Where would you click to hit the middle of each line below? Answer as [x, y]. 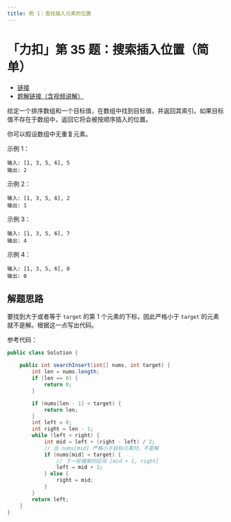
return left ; [51, 499]
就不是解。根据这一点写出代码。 [52, 325]
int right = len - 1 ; [63, 429]
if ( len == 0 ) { [55, 378]
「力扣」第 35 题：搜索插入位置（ [102, 50]
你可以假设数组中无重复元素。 [49, 134]
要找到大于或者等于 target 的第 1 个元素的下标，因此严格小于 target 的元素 [113, 317]
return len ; [61, 410]
